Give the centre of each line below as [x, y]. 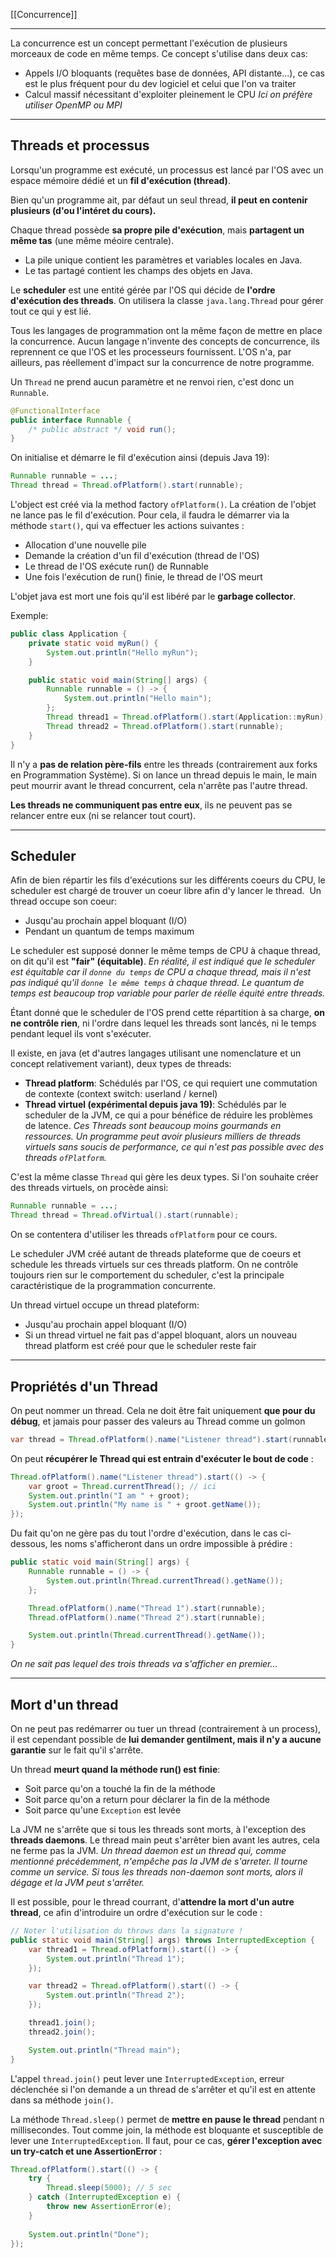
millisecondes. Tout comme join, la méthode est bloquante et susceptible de [167, 2130]
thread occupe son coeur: [64, 901]
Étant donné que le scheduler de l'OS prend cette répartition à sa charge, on [167, 1013]
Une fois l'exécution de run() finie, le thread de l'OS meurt [143, 577]
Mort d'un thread [64, 1704]
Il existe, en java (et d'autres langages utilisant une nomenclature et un [156, 1053]
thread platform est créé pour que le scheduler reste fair [140, 1346]
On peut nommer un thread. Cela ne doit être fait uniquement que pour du [163, 1410]
